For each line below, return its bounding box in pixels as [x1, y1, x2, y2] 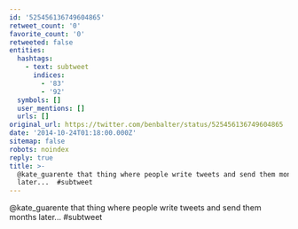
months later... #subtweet [9, 212, 103, 223]
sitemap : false [9, 137, 66, 146]
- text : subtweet [25, 63, 90, 72]
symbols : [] [17, 95, 62, 105]
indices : [32, 71, 66, 80]
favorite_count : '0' [9, 29, 86, 38]
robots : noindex [9, 145, 69, 154]
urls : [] [17, 112, 50, 121]
